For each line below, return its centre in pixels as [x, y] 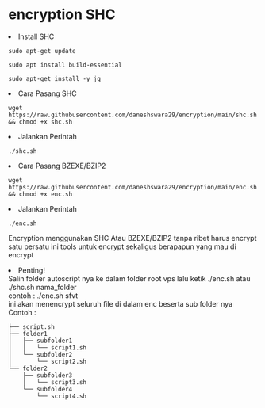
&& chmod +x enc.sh [40, 194]
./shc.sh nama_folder [42, 287]
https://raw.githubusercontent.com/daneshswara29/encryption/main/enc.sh [133, 187]
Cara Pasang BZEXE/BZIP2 [62, 166]
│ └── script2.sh [48, 361]
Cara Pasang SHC [48, 93]
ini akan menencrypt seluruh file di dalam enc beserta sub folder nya [121, 303]
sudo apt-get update [42, 51]
